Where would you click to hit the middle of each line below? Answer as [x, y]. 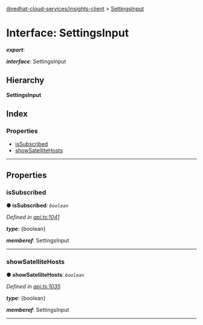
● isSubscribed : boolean [37, 206]
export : [16, 49]
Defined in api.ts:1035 [34, 286]
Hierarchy [25, 80]
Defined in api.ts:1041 [33, 217]
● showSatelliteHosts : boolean [45, 275]
